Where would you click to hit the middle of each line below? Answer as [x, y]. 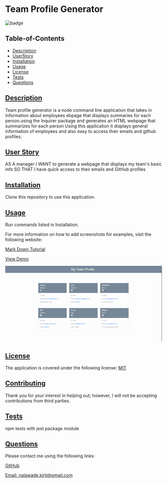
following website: [24, 240]
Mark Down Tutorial [25, 249]
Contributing [25, 384]
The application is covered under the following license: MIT [66, 367]
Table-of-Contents [35, 39]
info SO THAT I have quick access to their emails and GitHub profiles [75, 169]
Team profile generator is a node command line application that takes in [79, 110]
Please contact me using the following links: [50, 456]
